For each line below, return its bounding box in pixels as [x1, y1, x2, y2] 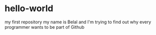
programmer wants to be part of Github [4, 24, 85, 30]
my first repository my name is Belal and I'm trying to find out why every [4, 19, 152, 25]
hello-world [4, 3, 54, 14]
